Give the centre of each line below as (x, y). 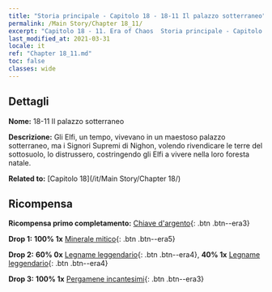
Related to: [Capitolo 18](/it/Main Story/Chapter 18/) (95, 178)
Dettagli (29, 102)
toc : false (27, 62)
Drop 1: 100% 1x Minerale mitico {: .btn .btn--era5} (92, 239)
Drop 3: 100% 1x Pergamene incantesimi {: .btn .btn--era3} (106, 279)
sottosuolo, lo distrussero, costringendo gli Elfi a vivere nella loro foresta (129, 154)
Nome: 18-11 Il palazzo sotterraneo (66, 121)
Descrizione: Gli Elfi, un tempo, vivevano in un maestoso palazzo (117, 137)
